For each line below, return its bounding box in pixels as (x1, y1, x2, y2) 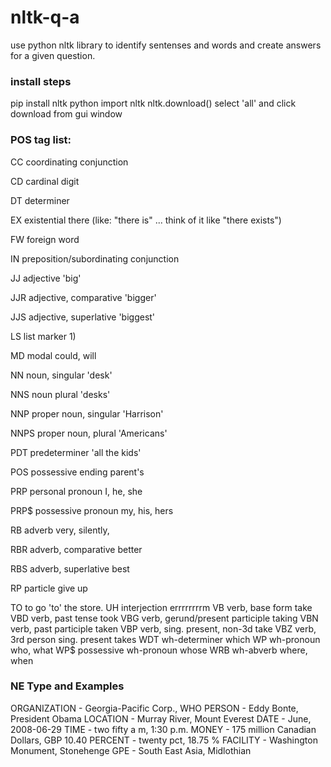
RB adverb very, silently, (10, 524, 110, 536)
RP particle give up (10, 582, 88, 594)
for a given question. (10, 49, 96, 61)
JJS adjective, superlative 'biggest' (10, 311, 156, 323)
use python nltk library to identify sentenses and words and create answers (10, 39, 322, 51)
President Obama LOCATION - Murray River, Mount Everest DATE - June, (10, 712, 312, 725)
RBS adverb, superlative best (10, 562, 130, 575)
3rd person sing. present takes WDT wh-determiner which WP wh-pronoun (10, 633, 321, 645)
